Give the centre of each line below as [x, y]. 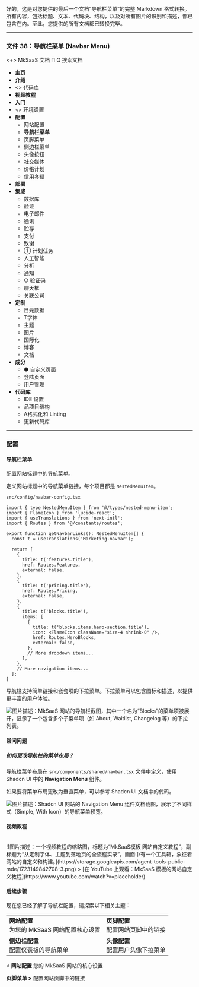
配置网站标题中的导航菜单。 [40, 473]
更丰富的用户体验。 [30, 698]
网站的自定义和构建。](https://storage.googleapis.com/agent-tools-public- [96, 862]
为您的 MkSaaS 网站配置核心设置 [55, 930]
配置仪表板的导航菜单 [39, 950]
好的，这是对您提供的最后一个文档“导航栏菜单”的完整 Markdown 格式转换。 [98, 9]
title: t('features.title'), [58, 560]
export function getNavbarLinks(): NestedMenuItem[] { [75, 534]
